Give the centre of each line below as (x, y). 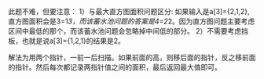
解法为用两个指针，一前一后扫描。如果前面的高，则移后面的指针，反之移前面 (132, 57)
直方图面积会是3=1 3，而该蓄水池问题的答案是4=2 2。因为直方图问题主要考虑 (132, 21)
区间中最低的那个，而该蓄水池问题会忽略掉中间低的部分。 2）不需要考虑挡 (128, 31)
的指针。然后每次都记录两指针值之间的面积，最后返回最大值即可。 (115, 67)
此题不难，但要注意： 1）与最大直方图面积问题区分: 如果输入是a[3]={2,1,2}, (129, 11)
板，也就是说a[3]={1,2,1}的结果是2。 (67, 41)
